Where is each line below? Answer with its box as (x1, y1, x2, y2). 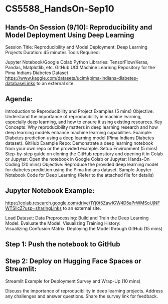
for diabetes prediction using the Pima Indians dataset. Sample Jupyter (5, 166, 152, 173)
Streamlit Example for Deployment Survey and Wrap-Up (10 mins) (5, 278, 141, 284)
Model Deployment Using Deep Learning (5, 31, 134, 39)
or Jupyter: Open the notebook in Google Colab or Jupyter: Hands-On (5, 156, 150, 162)
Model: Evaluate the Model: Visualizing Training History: (5, 220, 121, 226)
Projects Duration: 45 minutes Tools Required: (5, 50, 100, 55)
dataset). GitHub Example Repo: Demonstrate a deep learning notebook (5, 140, 153, 146)
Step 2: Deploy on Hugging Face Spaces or (5, 257, 141, 265)
